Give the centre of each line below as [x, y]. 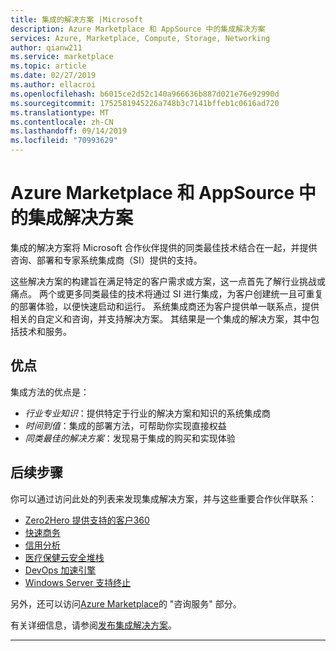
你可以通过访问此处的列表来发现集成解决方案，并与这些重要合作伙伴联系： [163, 498]
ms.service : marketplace [62, 57]
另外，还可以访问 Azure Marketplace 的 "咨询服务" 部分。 [126, 603]
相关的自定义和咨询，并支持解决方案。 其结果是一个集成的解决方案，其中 [160, 318]
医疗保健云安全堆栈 [64, 557]
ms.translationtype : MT [60, 112]
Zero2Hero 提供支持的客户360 [87, 520]
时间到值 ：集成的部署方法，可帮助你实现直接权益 [125, 425]
